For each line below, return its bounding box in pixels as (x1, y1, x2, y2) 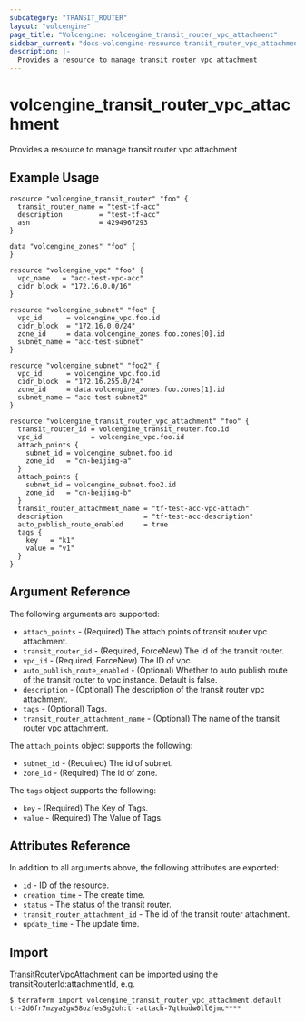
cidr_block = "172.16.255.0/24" (17, 377, 144, 386)
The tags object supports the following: (9, 784, 157, 795)
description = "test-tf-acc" (17, 210, 161, 219)
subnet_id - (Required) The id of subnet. (22, 757, 173, 768)
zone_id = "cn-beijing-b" (25, 487, 132, 497)
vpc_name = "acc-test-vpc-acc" (17, 273, 144, 282)
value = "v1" (25, 544, 75, 553)
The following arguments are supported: (9, 608, 161, 619)
